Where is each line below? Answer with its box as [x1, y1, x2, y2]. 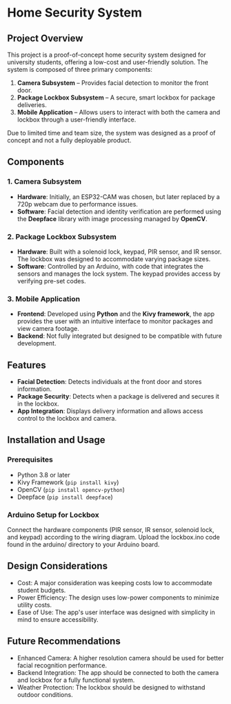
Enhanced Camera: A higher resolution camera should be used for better [17, 654, 224, 662]
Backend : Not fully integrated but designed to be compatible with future [17, 332, 223, 340]
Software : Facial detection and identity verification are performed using [17, 207, 222, 216]
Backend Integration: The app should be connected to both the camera [17, 668, 219, 676]
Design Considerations [7, 560, 108, 572]
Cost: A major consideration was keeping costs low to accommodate [17, 578, 212, 587]
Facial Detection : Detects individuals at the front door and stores [17, 378, 202, 386]
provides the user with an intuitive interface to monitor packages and [17, 317, 213, 325]
